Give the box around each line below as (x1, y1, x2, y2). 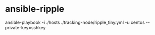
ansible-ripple (5, 3, 64, 15)
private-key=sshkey (5, 24, 46, 30)
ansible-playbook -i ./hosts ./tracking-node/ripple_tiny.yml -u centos (5, 19, 145, 25)
